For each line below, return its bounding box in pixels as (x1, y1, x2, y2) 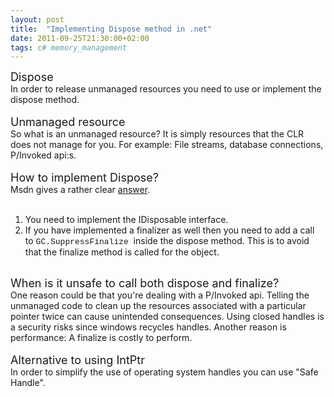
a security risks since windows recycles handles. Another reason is (10, 321, 287, 333)
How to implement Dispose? (10, 171, 159, 185)
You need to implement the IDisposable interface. (24, 214, 229, 226)
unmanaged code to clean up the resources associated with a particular (10, 300, 307, 312)
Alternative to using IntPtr (10, 353, 145, 368)
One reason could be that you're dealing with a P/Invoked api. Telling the (10, 289, 310, 301)
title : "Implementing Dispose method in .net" (10, 24, 213, 34)
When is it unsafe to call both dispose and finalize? (10, 276, 280, 291)
